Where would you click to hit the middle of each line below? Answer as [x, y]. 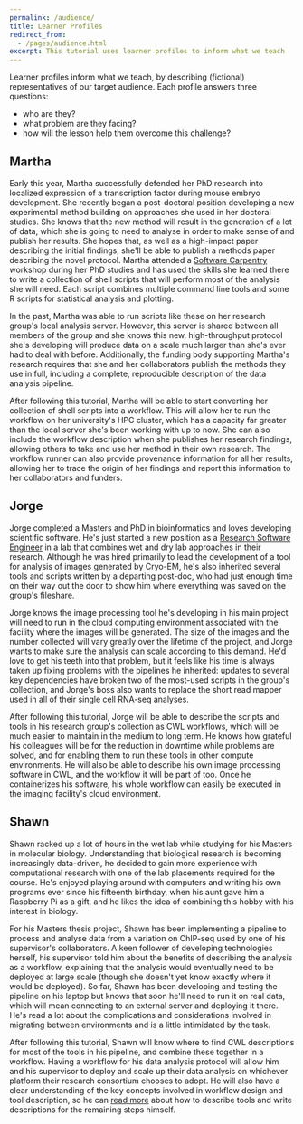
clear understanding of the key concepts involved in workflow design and [146, 1090]
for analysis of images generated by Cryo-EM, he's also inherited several [145, 566]
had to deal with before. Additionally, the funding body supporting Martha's [150, 354]
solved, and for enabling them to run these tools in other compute [132, 755]
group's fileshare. [42, 595]
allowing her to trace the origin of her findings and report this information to [150, 468]
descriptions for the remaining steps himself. [93, 1110]
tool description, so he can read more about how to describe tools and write [151, 1100]
